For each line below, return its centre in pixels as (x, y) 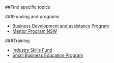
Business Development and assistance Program (60, 26)
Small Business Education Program (48, 55)
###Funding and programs (32, 16)
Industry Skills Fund (32, 50)
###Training (17, 41)
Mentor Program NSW (35, 31)
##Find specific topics (28, 7)
